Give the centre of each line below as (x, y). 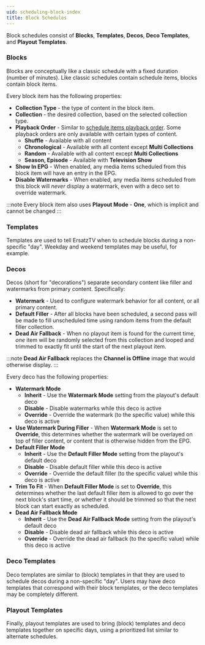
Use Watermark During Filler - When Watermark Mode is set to (96, 428)
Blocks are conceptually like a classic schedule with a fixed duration (92, 71)
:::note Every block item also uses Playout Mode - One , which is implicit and (102, 204)
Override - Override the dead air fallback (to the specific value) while (112, 539)
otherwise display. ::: (32, 365)
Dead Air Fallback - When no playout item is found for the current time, (105, 334)
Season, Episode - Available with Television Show (88, 160)
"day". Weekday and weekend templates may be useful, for (102, 247)
